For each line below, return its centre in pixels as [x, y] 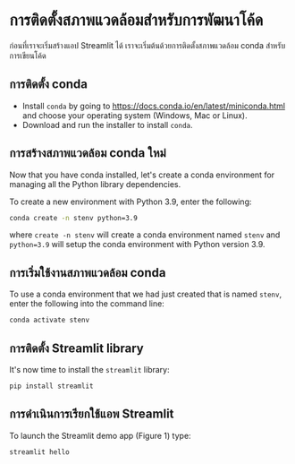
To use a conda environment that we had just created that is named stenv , [146, 294]
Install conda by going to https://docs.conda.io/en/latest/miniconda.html [154, 106]
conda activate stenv [50, 320]
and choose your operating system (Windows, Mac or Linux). [135, 115]
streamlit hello [39, 452]
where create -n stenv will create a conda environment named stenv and [145, 235]
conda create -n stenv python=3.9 [74, 218]
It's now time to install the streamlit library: [89, 369]
